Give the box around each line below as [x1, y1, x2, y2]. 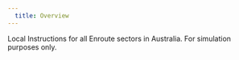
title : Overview [14, 11, 69, 20]
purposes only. [7, 42, 57, 52]
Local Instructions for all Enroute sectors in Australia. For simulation [7, 34, 231, 43]
